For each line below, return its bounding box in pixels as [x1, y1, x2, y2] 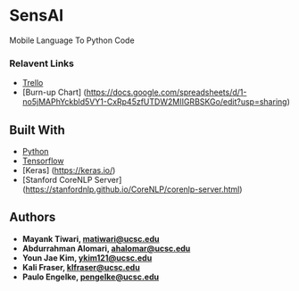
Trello [21, 78, 44, 88]
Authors [9, 210, 56, 225]
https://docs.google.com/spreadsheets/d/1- [86, 87, 247, 98]
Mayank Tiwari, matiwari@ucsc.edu [21, 233, 160, 244]
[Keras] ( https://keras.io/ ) [21, 165, 116, 176]
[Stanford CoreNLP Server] [21, 175, 122, 186]
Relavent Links [9, 57, 74, 70]
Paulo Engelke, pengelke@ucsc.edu [21, 271, 159, 282]
